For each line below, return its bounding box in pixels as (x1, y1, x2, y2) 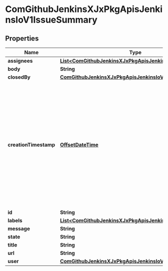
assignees (7, 58, 33, 64)
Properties (5, 34, 39, 43)
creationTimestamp (7, 141, 55, 148)
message (7, 225, 30, 232)
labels (7, 217, 22, 224)
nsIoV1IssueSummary (5, 14, 97, 26)
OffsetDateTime (59, 141, 98, 148)
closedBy (7, 74, 31, 81)
